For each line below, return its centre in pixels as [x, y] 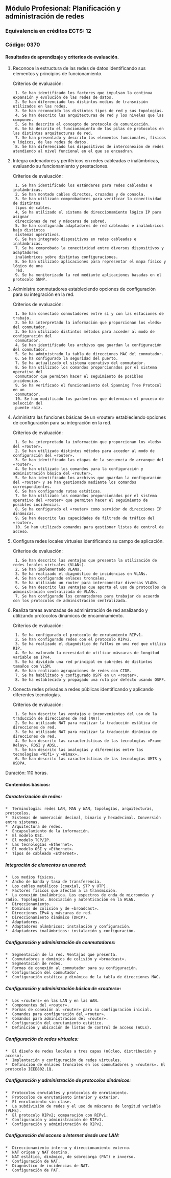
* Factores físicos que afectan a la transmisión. [61, 890]
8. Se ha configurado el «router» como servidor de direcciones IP [88, 509]
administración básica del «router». [53, 474]
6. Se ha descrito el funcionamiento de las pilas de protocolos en [90, 129]
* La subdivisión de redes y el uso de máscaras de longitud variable [83, 1106]
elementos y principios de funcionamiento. [58, 74]
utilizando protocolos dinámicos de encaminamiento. [68, 616]
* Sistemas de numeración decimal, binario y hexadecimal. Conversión [83, 818]
